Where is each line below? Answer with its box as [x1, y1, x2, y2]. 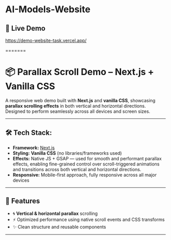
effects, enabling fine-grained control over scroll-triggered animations [12, 161, 160, 167]
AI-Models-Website [5, 4, 91, 15]
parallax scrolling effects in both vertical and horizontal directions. [5, 103, 146, 109]
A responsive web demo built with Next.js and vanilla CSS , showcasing [5, 97, 156, 103]
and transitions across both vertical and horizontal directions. [12, 166, 141, 172]
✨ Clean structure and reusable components [12, 224, 106, 230]
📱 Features [5, 197, 40, 205]
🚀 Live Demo [5, 24, 46, 33]
